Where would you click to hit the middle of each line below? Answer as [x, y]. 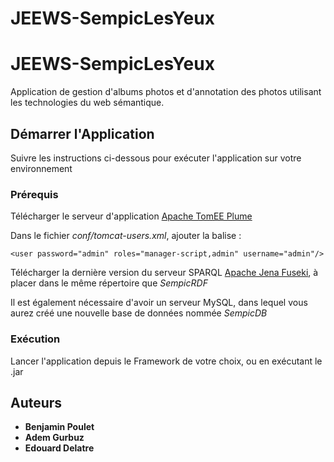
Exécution [35, 339]
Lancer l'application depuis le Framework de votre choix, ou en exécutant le [166, 361]
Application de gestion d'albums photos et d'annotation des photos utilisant [166, 92]
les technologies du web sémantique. [87, 103]
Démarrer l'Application [82, 133]
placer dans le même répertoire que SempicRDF [109, 283]
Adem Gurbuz [54, 438]
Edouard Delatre [59, 448]
